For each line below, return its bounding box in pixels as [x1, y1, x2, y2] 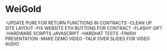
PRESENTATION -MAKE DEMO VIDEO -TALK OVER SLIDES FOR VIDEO [5, 36, 150, 42]
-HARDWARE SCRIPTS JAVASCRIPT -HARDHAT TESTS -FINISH [5, 30, 136, 36]
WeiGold [5, 3, 41, 15]
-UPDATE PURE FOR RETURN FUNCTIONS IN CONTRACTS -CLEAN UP [5, 20, 152, 26]
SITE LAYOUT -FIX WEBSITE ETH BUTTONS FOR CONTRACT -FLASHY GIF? [5, 25, 163, 31]
